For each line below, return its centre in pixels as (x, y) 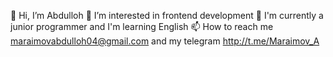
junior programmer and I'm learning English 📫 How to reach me (142, 26)
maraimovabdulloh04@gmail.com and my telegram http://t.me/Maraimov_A (165, 41)
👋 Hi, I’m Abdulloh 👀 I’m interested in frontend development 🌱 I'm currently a (167, 15)
